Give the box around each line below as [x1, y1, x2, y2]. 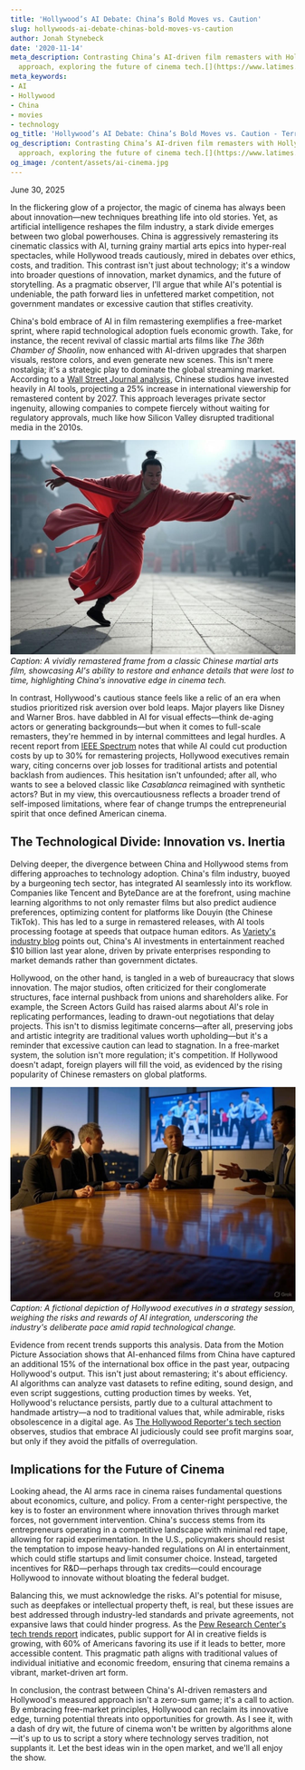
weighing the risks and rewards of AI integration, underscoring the [10, 1312, 259, 1323]
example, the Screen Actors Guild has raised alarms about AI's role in [10, 1001, 269, 1012]
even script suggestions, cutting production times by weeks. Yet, [10, 1387, 253, 1398]
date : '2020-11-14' [10, 44, 84, 53]
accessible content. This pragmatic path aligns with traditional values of [10, 1648, 279, 1659]
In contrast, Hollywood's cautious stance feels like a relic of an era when [10, 692, 281, 703]
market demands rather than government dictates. [10, 954, 198, 965]
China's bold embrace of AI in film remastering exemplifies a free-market [10, 316, 282, 327]
